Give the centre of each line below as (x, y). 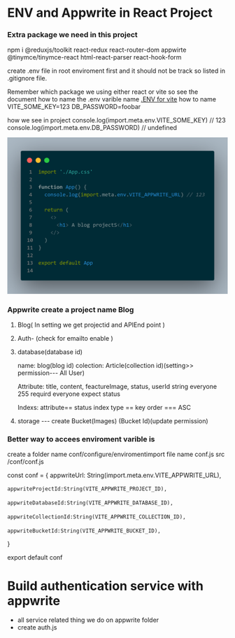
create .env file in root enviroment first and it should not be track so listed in (116, 71)
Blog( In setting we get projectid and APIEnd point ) (91, 325)
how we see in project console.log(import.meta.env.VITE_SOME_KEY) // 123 (116, 120)
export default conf (35, 558)
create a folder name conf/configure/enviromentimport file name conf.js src (116, 454)
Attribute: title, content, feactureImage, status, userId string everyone (117, 387)
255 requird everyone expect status (69, 394)
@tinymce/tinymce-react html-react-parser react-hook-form (94, 57)
